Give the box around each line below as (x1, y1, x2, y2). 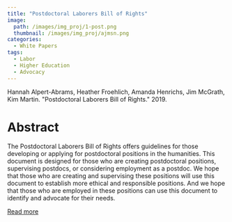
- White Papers (13, 42, 58, 49)
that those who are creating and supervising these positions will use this (7, 172, 215, 180)
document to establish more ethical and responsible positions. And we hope (7, 179, 225, 188)
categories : (7, 36, 42, 43)
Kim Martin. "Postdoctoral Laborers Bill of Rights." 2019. (7, 95, 167, 103)
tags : (7, 49, 23, 56)
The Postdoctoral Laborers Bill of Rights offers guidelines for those (7, 142, 199, 150)
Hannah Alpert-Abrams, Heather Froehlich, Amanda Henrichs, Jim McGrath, (7, 88, 225, 96)
